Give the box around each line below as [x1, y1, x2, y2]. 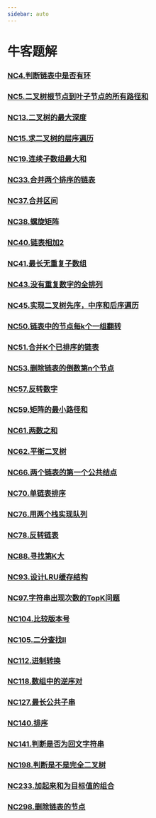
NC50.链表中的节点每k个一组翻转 [7, 321, 122, 331]
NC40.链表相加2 [7, 238, 65, 248]
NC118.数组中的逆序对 [7, 676, 83, 686]
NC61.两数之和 [7, 425, 58, 435]
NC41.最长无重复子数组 [7, 259, 87, 269]
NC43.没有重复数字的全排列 [7, 279, 103, 289]
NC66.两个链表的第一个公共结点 [7, 467, 118, 477]
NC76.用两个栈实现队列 [7, 509, 88, 519]
